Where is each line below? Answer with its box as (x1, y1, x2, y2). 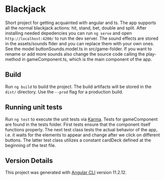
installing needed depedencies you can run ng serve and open (5, 30, 132, 36)
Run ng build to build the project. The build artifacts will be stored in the (5, 84, 152, 90)
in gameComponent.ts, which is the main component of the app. (22, 56, 152, 62)
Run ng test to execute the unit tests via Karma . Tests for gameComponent (5, 116, 158, 122)
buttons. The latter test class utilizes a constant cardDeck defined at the (5, 137, 151, 143)
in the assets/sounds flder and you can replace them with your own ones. (5, 40, 154, 46)
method (5, 56, 21, 62)
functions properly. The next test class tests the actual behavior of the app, (5, 126, 158, 132)
